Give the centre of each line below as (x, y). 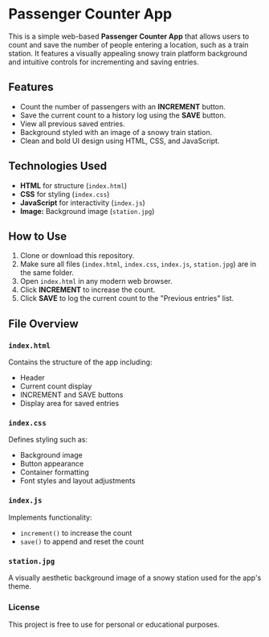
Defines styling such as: (48, 440)
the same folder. (47, 273)
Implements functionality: (50, 517)
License (24, 606)
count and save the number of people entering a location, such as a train (128, 44)
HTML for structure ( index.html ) (73, 185)
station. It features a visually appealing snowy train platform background (128, 53)
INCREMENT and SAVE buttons (71, 395)
